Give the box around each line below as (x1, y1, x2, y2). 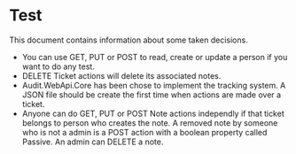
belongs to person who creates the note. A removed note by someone (21, 117, 278, 128)
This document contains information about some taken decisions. (9, 35, 248, 45)
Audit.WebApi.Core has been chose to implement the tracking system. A (21, 80, 286, 90)
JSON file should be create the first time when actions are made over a (21, 89, 282, 100)
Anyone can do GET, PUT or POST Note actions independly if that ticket (21, 108, 285, 119)
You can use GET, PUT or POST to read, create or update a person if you (21, 51, 288, 62)
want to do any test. (21, 61, 95, 72)
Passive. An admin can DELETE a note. (21, 136, 164, 147)
